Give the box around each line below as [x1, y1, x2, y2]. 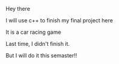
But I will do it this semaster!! [5, 52, 77, 59]
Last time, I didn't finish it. [5, 40, 70, 47]
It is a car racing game [5, 28, 62, 36]
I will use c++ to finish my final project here [5, 17, 113, 24]
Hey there [5, 5, 31, 12]
